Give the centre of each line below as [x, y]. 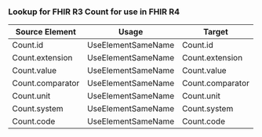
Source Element [46, 32]
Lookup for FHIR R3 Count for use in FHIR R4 [94, 12]
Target [216, 32]
